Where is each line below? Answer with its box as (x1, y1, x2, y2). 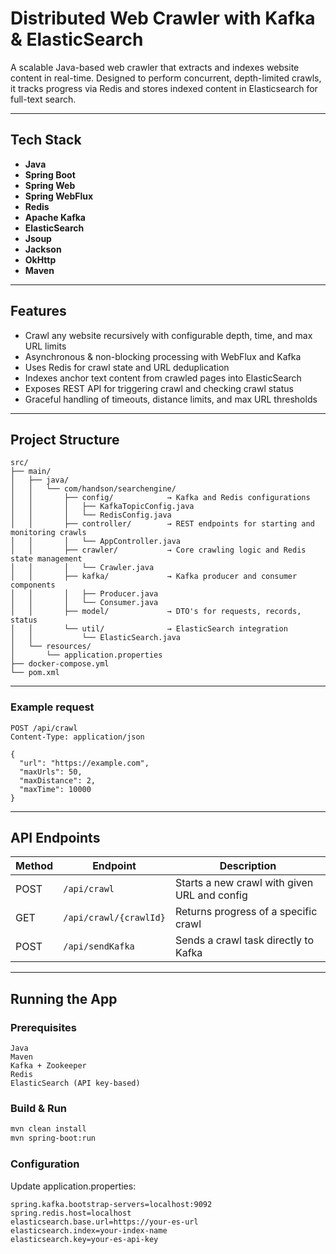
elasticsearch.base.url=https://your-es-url (10, 1217, 199, 1227)
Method (15, 859, 54, 873)
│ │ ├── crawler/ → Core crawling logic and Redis (10, 545, 307, 556)
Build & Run (10, 1102, 68, 1116)
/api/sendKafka (63, 941, 135, 952)
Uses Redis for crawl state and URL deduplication (24, 361, 230, 373)
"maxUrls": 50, (19, 767, 83, 777)
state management (10, 554, 83, 564)
